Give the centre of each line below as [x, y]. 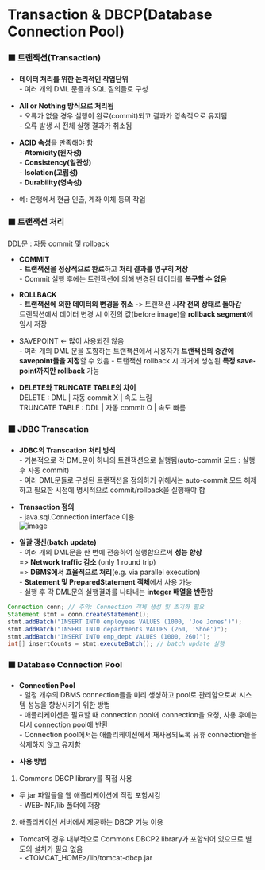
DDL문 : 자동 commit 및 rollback [58, 243]
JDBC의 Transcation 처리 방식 [67, 450]
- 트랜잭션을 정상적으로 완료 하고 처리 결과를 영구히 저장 [103, 269]
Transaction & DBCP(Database [110, 15]
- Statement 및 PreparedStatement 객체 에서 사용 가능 [105, 582]
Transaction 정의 [46, 507]
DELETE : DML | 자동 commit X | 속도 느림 [85, 397]
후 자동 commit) [44, 470]
